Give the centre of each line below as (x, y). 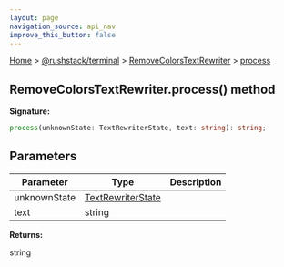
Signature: (30, 111)
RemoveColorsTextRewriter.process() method (142, 89)
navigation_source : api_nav (63, 26)
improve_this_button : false (63, 35)
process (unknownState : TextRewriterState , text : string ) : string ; (138, 128)
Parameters (43, 156)
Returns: (26, 234)
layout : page (34, 18)
